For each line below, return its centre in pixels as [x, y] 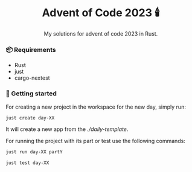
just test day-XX [27, 163]
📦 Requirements [31, 49]
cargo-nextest [32, 78]
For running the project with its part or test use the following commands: [95, 141]
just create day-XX [30, 118]
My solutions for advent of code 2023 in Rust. [101, 33]
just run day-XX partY [34, 152]
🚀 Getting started [31, 94]
